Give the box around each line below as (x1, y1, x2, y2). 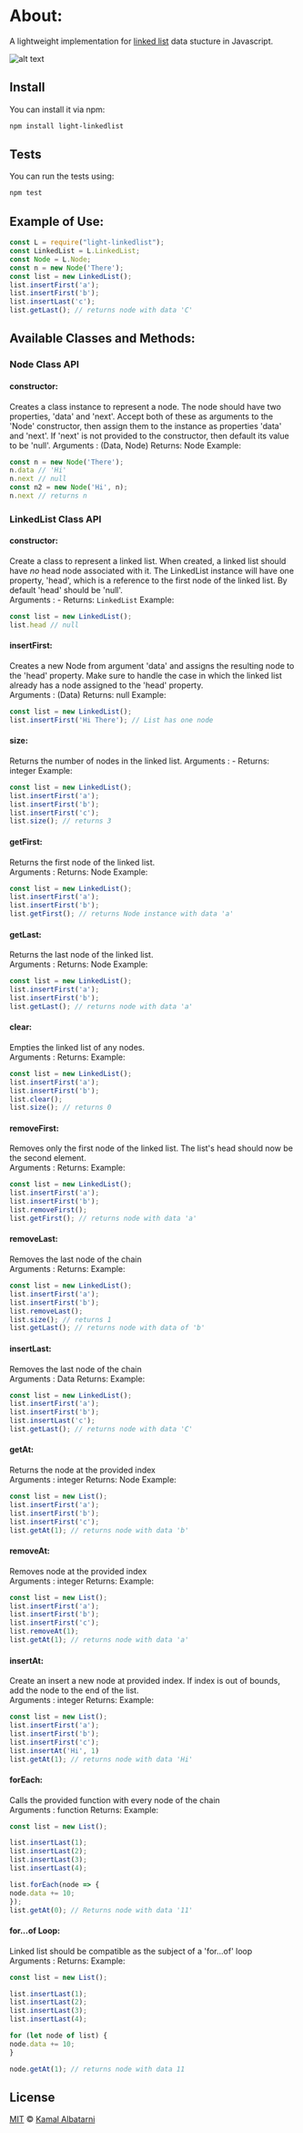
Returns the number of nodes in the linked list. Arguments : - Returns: (9, 755, 270, 766)
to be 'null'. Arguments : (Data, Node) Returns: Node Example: (9, 439, 242, 451)
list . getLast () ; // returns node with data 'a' (9, 1001, 194, 1011)
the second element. (9, 1153, 86, 1164)
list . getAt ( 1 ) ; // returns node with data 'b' (9, 1525, 189, 1535)
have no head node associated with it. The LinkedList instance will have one (9, 566, 294, 577)
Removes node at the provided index (9, 1565, 147, 1576)
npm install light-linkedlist (9, 121, 125, 130)
